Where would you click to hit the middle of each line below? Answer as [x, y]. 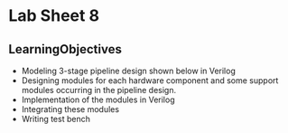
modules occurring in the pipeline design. [99, 90]
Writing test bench [56, 119]
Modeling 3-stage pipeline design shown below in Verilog [128, 71]
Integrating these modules [70, 109]
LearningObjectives [65, 49]
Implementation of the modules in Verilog [98, 100]
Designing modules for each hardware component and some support [150, 81]
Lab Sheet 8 [54, 16]
